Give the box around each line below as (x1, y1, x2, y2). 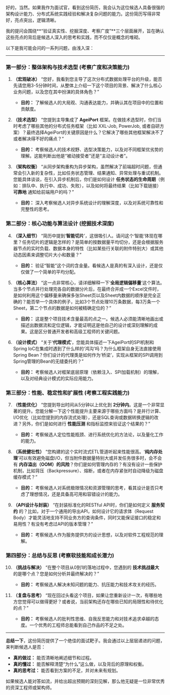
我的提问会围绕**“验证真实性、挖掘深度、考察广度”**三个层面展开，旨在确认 (6, 28, 164, 34)
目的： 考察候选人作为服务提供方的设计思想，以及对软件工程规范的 (20, 532, 159, 538)
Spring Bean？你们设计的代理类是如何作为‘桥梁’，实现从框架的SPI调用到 (13, 352, 163, 358)
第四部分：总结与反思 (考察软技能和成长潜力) (6, 552, 115, 559)
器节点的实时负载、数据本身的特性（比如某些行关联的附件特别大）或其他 (13, 245, 163, 251)
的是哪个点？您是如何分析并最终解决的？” (13, 571, 99, 577)
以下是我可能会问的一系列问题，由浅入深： (6, 45, 94, 51)
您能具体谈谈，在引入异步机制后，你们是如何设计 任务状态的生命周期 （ (13, 177, 160, 183)
